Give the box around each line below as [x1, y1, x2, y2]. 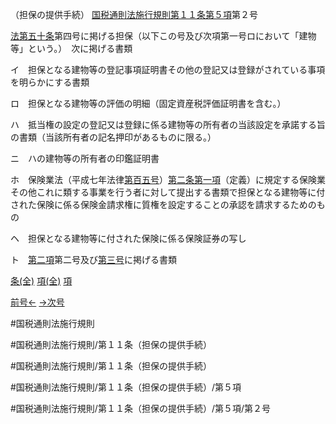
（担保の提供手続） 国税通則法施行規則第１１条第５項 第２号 [10, 9, 258, 20]
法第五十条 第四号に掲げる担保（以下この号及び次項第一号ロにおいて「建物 [10, 30, 317, 42]
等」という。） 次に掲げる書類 [10, 43, 133, 54]
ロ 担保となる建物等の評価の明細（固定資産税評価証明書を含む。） [10, 98, 287, 109]
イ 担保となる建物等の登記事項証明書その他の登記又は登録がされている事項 [10, 64, 326, 75]
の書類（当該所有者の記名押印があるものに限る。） [10, 131, 217, 143]
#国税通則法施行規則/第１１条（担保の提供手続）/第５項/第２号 [10, 403, 271, 414]
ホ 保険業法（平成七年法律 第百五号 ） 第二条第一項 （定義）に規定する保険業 [10, 174, 326, 185]
